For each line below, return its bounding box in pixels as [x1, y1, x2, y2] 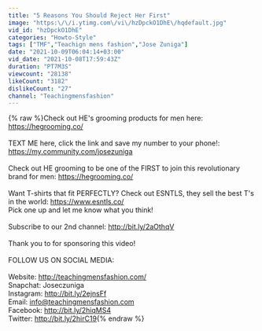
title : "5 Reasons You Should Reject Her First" [8, 11, 171, 20]
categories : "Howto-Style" [8, 33, 97, 42]
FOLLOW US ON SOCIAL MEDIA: [8, 256, 115, 265]
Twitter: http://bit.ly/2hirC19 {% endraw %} [8, 314, 145, 323]
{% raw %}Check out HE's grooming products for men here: [8, 113, 203, 123]
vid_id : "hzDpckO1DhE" [8, 26, 83, 34]
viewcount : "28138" [8, 70, 72, 78]
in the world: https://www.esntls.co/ [8, 197, 124, 207]
